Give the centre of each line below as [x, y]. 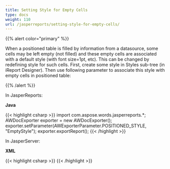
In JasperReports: [24, 95]
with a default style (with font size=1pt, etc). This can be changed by [77, 60]
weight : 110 [18, 19]
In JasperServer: [23, 141]
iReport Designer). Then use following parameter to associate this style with [85, 70]
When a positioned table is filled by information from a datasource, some [82, 48]
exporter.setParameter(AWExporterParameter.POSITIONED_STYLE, [76, 126]
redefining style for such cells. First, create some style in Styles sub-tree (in [85, 65]
